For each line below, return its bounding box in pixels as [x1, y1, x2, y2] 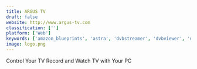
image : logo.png [6, 42, 46, 47]
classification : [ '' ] [6, 25, 59, 31]
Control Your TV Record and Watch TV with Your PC [6, 57, 132, 64]
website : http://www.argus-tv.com [6, 19, 91, 25]
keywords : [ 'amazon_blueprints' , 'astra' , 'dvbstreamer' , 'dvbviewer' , [6, 36, 185, 42]
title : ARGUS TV [6, 8, 46, 15]
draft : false [6, 14, 38, 20]
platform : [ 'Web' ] [6, 30, 51, 36]
